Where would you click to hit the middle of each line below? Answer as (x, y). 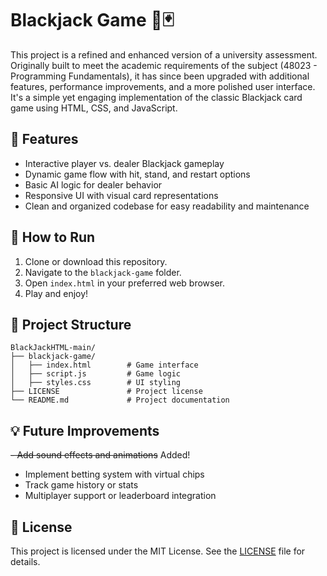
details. (25, 561)
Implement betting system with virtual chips (114, 474)
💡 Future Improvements (85, 430)
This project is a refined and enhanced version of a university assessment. (164, 54)
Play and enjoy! (56, 293)
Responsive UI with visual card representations (121, 195)
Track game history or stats (81, 485)
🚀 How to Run (53, 237)
